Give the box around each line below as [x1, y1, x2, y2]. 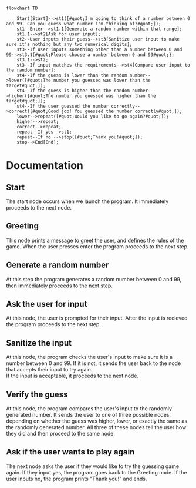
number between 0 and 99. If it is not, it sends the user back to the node [6, 360, 181, 367]
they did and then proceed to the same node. [6, 430, 116, 437]
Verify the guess [6, 389, 68, 399]
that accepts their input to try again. [6, 366, 93, 373]
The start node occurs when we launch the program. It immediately [6, 198, 169, 205]
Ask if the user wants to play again [6, 447, 135, 457]
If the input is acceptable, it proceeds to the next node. [6, 372, 139, 380]
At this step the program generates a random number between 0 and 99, [6, 275, 182, 283]
